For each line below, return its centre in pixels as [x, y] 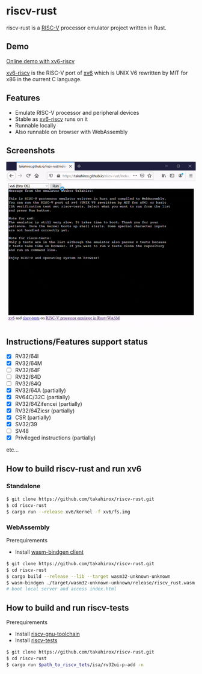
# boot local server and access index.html [62, 589]
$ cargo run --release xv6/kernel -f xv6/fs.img [68, 512]
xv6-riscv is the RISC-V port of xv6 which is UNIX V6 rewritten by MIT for [97, 73]
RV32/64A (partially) [40, 390]
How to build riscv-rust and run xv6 [74, 469]
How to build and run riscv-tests [68, 608]
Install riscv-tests [36, 640]
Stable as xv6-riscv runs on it [51, 119]
